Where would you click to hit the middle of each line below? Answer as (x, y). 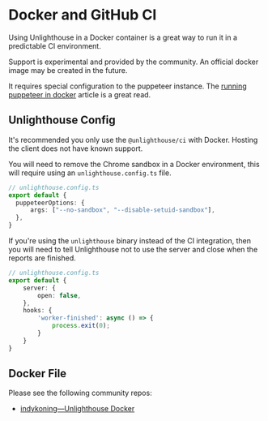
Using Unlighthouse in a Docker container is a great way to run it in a (123, 37)
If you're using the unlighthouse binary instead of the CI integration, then (130, 241)
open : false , (60, 295)
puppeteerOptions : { (50, 203)
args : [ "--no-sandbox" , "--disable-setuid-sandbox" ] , (123, 210)
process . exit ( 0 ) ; (81, 326)
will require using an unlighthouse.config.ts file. (90, 173)
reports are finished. (43, 258)
